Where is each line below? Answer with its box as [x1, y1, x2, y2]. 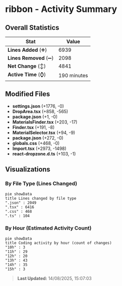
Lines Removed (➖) [7, 55, 54, 61]
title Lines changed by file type [5, 196, 77, 201]
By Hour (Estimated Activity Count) [5, 225, 92, 232]
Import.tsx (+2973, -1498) [12, 145, 67, 151]
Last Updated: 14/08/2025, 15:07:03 [17, 275, 92, 281]
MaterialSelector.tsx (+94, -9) [12, 130, 75, 136]
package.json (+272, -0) [12, 135, 63, 141]
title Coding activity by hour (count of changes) [5, 240, 112, 245]
